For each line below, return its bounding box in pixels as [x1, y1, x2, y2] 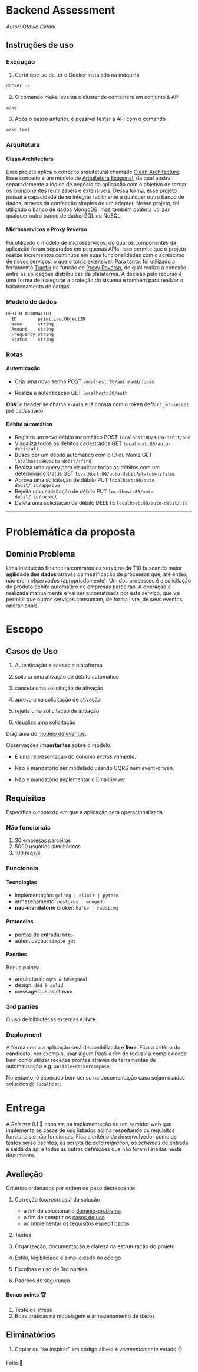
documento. [6, 1152, 35, 1159]
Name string [11, 321, 54, 327]
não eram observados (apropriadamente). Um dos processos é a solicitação [6, 577, 192, 584]
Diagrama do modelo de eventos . [6, 731, 87, 738]
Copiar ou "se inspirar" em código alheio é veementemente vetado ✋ [14, 1345, 183, 1353]
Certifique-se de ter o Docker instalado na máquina [14, 71, 140, 78]
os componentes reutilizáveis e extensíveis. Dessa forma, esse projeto [6, 187, 177, 195]
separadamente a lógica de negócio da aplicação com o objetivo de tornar [6, 181, 187, 188]
